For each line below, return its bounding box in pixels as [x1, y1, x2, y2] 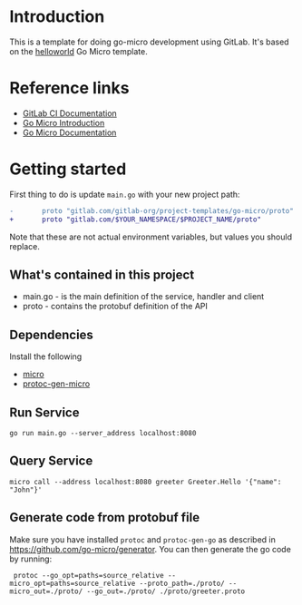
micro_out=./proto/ [9, 587, 83, 596]
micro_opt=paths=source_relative [9, 579, 136, 588]
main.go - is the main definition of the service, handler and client [22, 291, 265, 302]
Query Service [9, 454, 93, 469]
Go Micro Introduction [22, 117, 105, 128]
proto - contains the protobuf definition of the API [22, 301, 209, 312]
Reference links [9, 78, 130, 99]
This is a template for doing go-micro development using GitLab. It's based [9, 36, 289, 47]
